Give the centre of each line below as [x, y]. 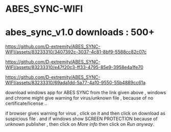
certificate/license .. [26, 103]
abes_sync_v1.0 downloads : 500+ [80, 32]
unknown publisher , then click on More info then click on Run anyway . [80, 124]
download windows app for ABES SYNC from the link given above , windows [86, 93]
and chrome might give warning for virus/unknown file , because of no [79, 98]
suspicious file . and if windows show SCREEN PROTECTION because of [81, 119]
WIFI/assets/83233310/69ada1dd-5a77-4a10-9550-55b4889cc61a [76, 83]
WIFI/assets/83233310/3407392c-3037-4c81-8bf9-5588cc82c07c [76, 52]
